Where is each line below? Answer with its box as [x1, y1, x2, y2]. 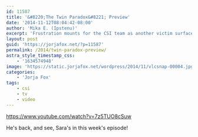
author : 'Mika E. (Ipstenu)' [6, 25, 78, 31]
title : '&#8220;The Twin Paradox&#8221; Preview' [6, 14, 131, 20]
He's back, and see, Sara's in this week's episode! [6, 124, 128, 131]
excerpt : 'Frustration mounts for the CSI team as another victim [6, 31, 173, 37]
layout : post [6, 36, 38, 42]
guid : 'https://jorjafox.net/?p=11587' [6, 42, 104, 48]
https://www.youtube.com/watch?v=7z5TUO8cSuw [6, 113, 131, 120]
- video [16, 96, 35, 102]
